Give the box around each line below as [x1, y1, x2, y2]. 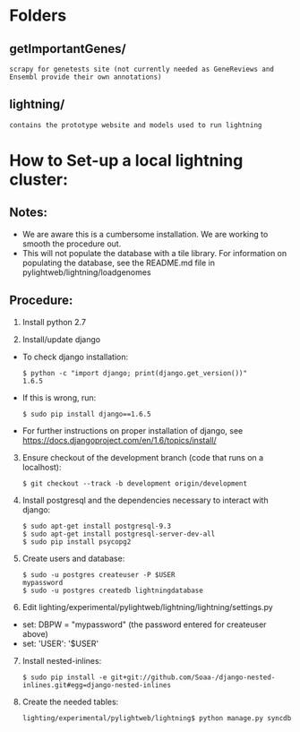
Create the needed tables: [21, 696, 119, 707]
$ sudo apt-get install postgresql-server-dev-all [21, 530, 216, 538]
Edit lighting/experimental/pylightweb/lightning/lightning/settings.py [21, 601, 273, 612]
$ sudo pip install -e [21, 673, 107, 682]
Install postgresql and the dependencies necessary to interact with [21, 495, 269, 505]
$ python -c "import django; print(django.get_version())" [21, 368, 248, 377]
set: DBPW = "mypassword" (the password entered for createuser [21, 619, 267, 630]
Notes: [9, 205, 47, 220]
